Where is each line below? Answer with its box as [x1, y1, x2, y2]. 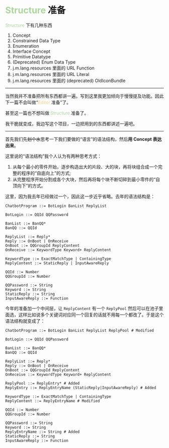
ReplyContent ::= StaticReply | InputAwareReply [5, 260, 109, 266]
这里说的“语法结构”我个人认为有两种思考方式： [5, 153, 102, 159]
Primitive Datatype [12, 53, 51, 59]
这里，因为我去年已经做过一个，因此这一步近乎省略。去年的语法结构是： [5, 193, 155, 199]
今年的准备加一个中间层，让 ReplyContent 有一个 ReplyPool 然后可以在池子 [5, 305, 159, 311]
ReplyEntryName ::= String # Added [5, 429, 80, 434]
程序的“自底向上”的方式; [21, 170, 71, 176]
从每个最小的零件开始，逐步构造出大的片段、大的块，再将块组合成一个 [12, 164, 158, 170]
